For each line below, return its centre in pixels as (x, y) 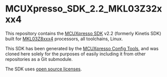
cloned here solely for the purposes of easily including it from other (75, 54)
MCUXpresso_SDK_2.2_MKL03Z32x (84, 9)
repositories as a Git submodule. (39, 59)
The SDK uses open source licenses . (44, 69)
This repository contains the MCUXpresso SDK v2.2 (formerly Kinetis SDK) (83, 33)
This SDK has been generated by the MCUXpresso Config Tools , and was (82, 48)
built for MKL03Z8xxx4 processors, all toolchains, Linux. (64, 39)
